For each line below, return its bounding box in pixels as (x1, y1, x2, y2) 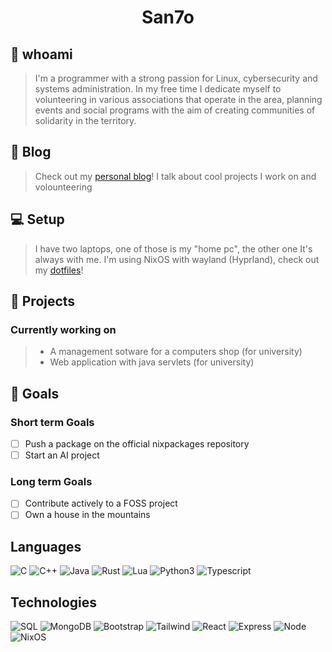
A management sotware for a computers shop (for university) (49, 346, 303, 358)
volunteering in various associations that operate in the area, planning (34, 94, 323, 105)
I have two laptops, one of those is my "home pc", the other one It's (34, 242, 313, 255)
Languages (10, 538, 82, 555)
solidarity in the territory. (34, 115, 137, 126)
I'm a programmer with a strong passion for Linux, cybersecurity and (34, 72, 318, 84)
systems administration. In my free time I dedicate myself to (34, 83, 282, 95)
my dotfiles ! (34, 264, 84, 276)
